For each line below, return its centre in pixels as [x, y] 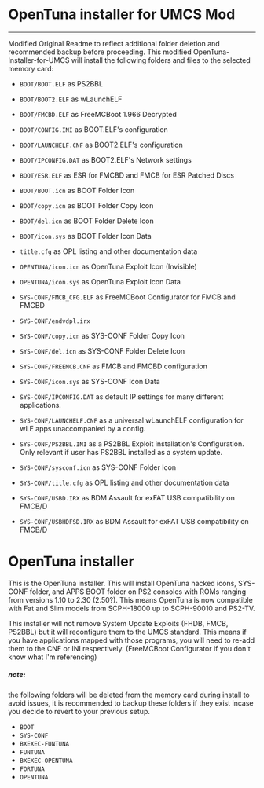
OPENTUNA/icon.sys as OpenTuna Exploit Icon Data [100, 281]
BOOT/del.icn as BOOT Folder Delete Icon [87, 221]
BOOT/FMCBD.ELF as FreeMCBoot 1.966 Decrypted [98, 114]
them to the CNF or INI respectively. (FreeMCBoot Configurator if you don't [130, 648]
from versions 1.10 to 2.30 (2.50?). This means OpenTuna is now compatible [130, 599]
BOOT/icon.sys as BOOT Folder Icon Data [85, 236]
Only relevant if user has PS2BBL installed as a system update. [121, 452]
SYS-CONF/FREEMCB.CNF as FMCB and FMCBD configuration [114, 366]
